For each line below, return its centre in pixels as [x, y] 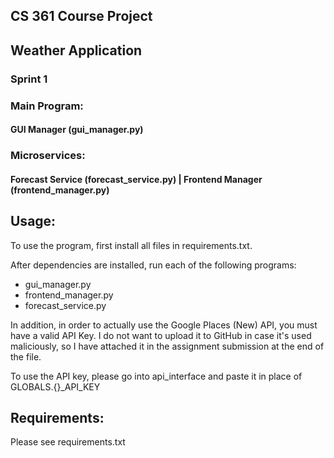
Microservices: [48, 156]
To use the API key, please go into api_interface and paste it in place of [156, 376]
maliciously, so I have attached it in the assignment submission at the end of [167, 346]
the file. [26, 356]
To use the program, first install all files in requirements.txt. [131, 245]
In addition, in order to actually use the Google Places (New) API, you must [164, 325]
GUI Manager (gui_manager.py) [77, 130]
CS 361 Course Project [81, 16]
